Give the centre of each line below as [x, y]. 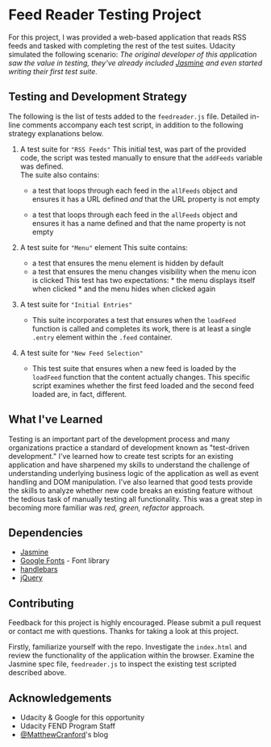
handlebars [39, 570]
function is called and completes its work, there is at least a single [142, 328]
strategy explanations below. [56, 133]
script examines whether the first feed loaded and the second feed [143, 386]
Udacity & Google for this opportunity [82, 717]
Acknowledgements [60, 698]
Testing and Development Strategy [98, 97]
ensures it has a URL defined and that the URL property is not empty [146, 198]
